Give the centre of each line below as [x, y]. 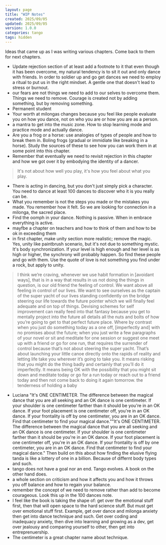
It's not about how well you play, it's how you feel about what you [84, 171]
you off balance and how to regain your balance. [62, 484]
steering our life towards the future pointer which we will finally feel [86, 301]
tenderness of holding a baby [47, 385]
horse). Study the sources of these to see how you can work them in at [84, 145]
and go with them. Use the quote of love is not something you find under [86, 260]
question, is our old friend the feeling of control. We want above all [85, 285]
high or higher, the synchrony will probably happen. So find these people [86, 254]
